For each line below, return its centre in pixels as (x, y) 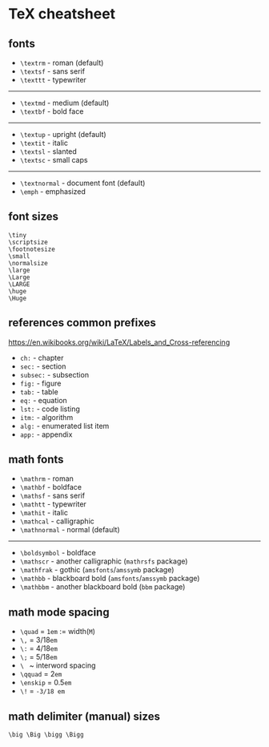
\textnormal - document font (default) (82, 183)
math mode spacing (59, 612)
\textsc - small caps (54, 160)
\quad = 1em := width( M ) (58, 632)
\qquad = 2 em (41, 674)
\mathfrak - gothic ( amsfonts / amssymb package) (97, 570)
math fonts (36, 460)
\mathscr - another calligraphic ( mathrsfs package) (104, 561)
